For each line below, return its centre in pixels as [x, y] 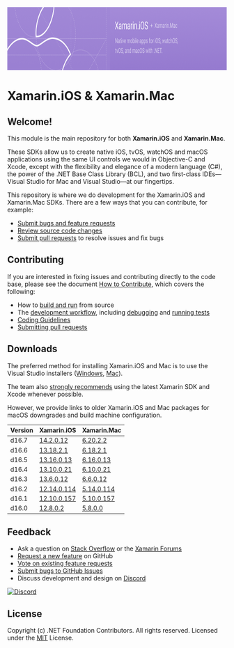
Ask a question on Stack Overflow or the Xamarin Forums [100, 548]
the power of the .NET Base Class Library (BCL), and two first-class [104, 174]
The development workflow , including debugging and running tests [114, 312]
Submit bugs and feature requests [66, 223]
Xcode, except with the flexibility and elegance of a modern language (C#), [115, 167]
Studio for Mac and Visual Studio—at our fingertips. [100, 181]
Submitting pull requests [52, 327]
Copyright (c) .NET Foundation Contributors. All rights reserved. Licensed [112, 631]
